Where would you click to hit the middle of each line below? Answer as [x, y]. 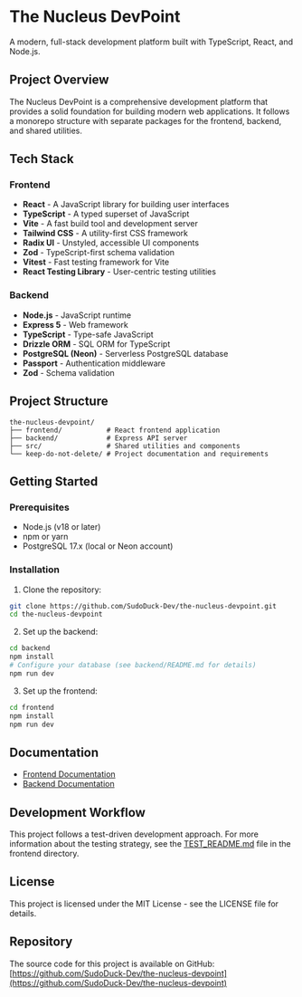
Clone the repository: [62, 590]
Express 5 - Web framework [75, 324]
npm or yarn [45, 537]
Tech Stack [42, 159]
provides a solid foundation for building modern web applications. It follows [150, 111]
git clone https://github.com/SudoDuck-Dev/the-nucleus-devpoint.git [143, 606]
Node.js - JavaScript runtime [77, 315]
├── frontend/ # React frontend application [115, 430]
